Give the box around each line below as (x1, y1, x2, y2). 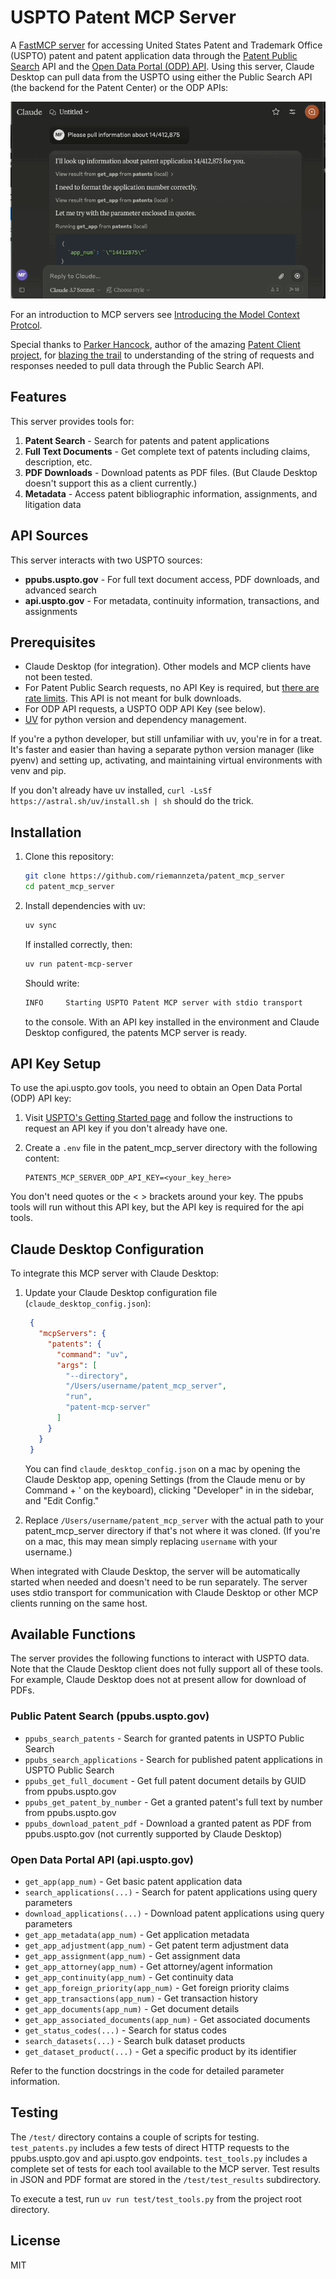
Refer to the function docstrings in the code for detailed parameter (10, 2064, 285, 2076)
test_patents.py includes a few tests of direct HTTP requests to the (10, 2141, 290, 2153)
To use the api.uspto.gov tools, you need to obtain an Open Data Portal (10, 1082, 303, 1094)
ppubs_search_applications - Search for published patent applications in (24, 1753, 323, 1765)
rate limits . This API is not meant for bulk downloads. (24, 692, 242, 705)
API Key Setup (10, 1055, 102, 1072)
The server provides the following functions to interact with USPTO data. (10, 1652, 310, 1665)
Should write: (24, 977, 80, 989)
